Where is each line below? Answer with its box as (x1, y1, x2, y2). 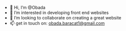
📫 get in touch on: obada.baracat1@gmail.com (9, 20, 105, 26)
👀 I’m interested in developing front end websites (9, 10, 109, 15)
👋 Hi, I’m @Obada (9, 5, 46, 10)
